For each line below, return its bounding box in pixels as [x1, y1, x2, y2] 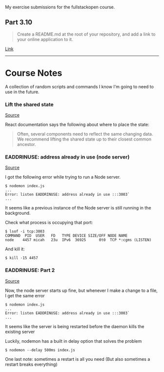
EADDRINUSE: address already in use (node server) [5, 153, 130, 160]
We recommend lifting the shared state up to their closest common [17, 136, 151, 142]
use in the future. [5, 89, 40, 95]
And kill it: [5, 246, 25, 252]
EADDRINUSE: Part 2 [5, 267, 55, 274]
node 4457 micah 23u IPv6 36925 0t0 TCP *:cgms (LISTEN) [5, 238, 152, 243]
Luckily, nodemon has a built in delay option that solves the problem [5, 338, 142, 344]
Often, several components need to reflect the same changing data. [17, 131, 153, 137]
